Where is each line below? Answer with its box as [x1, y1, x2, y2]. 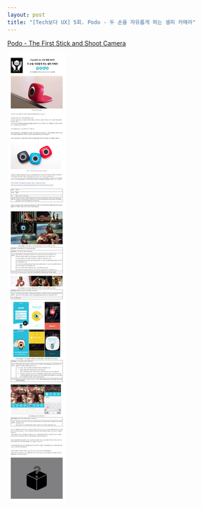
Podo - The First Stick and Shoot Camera [7, 39, 126, 47]
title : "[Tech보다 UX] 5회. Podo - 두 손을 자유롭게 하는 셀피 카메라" [7, 18, 196, 26]
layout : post [7, 11, 46, 18]
